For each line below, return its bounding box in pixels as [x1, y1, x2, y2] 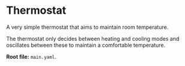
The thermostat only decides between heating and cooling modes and [6, 35, 180, 42]
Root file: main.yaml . [6, 53, 57, 60]
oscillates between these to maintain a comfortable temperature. [6, 41, 166, 49]
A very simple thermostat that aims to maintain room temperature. [6, 23, 169, 31]
